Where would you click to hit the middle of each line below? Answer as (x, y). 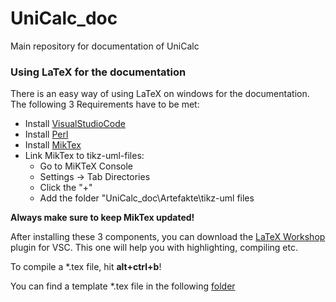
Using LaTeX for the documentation (98, 72)
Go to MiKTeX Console (86, 166)
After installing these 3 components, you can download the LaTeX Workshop (168, 237)
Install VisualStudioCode (75, 124)
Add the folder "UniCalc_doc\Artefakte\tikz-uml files (147, 198)
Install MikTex (53, 145)
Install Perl (46, 134)
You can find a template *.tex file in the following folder (123, 286)
